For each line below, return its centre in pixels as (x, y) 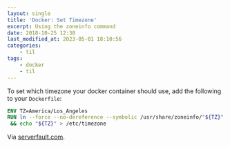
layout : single (29, 13)
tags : (15, 59)
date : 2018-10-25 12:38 (41, 33)
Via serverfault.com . (36, 137)
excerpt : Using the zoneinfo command (61, 26)
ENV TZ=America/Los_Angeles (48, 111)
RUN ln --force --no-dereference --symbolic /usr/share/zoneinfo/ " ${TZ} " (116, 117)
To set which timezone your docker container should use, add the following (114, 91)
